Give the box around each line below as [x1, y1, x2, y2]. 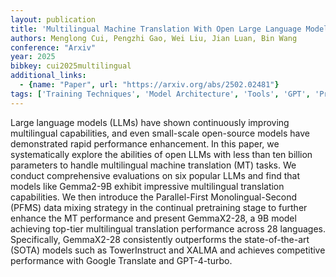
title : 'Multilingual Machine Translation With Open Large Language [10, 24, 302, 34]
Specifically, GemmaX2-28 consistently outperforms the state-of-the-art [10, 233, 310, 245]
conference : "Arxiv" [10, 42, 97, 53]
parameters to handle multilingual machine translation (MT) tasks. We [10, 159, 297, 171]
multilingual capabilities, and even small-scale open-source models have [10, 127, 310, 139]
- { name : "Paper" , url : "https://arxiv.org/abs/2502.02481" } [19, 80, 280, 90]
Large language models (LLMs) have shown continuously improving [10, 116, 290, 128]
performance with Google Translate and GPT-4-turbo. [10, 254, 233, 266]
